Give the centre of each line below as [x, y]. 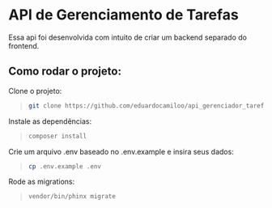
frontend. [24, 45]
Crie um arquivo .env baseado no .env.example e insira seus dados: [121, 151]
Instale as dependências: [50, 121]
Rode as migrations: [42, 182]
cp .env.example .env [64, 166]
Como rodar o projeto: [65, 72]
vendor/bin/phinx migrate [72, 197]
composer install [57, 136]
